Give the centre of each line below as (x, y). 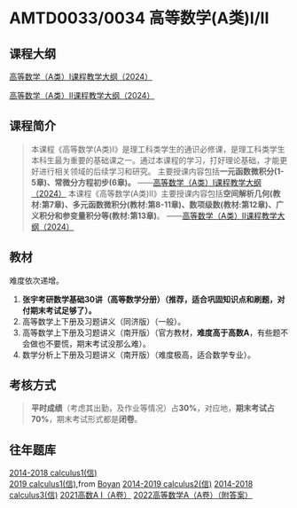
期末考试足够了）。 (63, 310)
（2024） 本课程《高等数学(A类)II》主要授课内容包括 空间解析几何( (152, 193)
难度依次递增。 (36, 280)
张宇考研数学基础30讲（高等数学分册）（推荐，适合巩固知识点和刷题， (149, 299)
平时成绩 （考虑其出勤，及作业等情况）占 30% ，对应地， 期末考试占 (152, 408)
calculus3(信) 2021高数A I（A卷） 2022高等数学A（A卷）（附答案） (131, 495)
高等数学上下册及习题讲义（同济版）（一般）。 (104, 321)
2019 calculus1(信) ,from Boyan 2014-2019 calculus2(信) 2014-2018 (131, 484)
